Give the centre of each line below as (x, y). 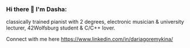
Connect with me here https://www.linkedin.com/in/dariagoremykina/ (90, 39)
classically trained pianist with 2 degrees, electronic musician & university (95, 22)
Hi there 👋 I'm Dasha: (37, 9)
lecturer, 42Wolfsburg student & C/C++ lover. (61, 28)
